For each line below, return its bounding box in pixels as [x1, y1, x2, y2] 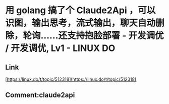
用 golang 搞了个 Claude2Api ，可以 [5, 5, 156, 16]
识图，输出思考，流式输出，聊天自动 [5, 17, 156, 29]
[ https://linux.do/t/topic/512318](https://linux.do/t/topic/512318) [5, 76, 137, 82]
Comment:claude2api [5, 91, 75, 99]
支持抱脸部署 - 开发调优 [67, 30, 164, 41]
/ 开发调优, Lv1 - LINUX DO [5, 42, 116, 54]
